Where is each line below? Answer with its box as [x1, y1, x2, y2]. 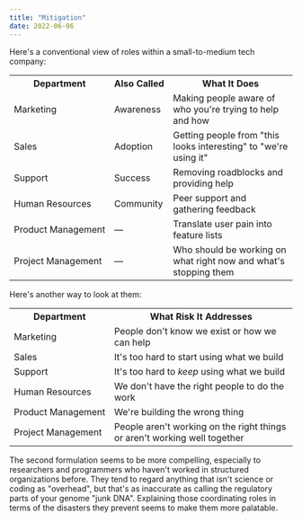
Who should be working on [173, 243, 287, 256]
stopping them [173, 266, 235, 279]
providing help [173, 177, 234, 190]
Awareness [113, 102, 162, 115]
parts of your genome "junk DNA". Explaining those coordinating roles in [9, 492, 277, 503]
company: [9, 56, 47, 66]
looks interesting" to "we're [173, 140, 289, 153]
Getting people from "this [173, 128, 280, 141]
